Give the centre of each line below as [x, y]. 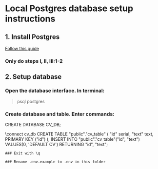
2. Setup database [33, 77]
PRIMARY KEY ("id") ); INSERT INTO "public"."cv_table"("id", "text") [72, 139]
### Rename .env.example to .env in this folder [55, 162]
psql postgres [31, 101]
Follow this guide [22, 48]
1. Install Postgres [32, 37]
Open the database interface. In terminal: [55, 91]
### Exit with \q [23, 153]
